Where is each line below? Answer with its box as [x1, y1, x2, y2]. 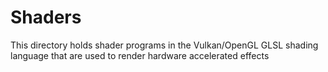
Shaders [10, 6, 82, 29]
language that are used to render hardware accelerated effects [10, 49, 270, 61]
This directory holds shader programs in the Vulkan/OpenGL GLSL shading [10, 39, 319, 51]
